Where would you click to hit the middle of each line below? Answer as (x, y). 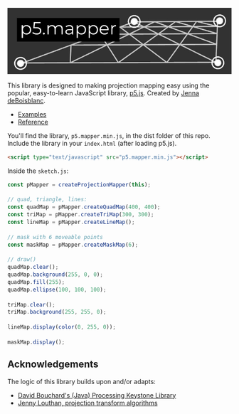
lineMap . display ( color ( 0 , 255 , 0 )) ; (62, 327)
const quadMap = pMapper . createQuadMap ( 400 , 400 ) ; (84, 207)
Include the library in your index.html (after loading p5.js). (92, 143)
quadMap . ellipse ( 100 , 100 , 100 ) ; (57, 290)
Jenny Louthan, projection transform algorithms (87, 403)
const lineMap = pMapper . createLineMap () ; (71, 222)
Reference (33, 122)
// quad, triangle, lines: (47, 200)
